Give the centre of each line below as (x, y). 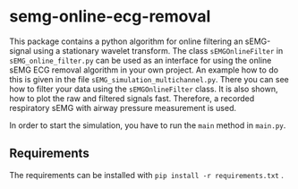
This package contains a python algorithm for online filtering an (126, 41)
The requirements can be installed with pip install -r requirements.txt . (146, 175)
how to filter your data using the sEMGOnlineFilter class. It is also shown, (144, 89)
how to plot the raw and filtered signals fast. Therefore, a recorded (132, 98)
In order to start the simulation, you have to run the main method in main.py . (148, 125)
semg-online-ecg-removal (110, 17)
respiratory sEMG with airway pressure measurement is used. (123, 107)
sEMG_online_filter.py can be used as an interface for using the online (140, 60)
